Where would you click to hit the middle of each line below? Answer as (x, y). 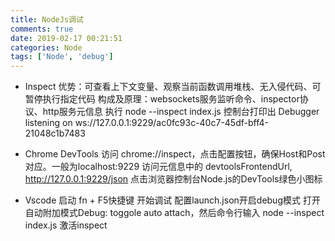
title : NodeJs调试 (47, 19)
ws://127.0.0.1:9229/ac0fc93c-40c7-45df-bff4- (171, 123)
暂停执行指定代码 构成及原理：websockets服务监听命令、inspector (162, 99)
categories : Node (46, 47)
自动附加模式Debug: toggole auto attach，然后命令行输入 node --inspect (174, 213)
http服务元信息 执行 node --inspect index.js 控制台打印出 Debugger (181, 112)
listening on (48, 123)
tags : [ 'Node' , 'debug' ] (62, 57)
